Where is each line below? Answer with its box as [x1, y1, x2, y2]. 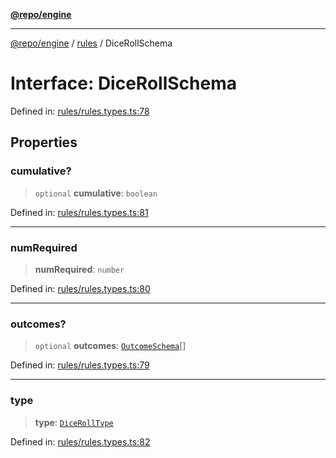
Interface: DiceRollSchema [10, 72, 237, 95]
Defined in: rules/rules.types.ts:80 [10, 282, 151, 294]
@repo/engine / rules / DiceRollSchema [10, 37, 173, 49]
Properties [10, 134, 78, 151]
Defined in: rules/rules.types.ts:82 [10, 435, 151, 448]
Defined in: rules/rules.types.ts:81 [10, 206, 149, 218]
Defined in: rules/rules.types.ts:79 [10, 359, 150, 371]
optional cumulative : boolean [34, 187, 158, 199]
